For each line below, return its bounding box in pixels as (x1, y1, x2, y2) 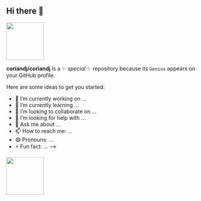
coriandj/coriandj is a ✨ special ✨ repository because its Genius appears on (6, 64, 196, 72)
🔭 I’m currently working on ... (14, 94, 87, 102)
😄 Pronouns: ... (14, 136, 54, 143)
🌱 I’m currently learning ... (14, 101, 79, 108)
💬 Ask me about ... (14, 120, 61, 128)
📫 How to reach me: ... (14, 127, 73, 134)
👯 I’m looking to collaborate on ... (14, 108, 97, 115)
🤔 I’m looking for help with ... (14, 114, 86, 121)
